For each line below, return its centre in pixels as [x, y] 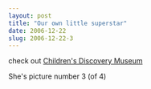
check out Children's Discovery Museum [75, 61]
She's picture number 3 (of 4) [57, 76]
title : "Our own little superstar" [68, 23]
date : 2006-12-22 [37, 30]
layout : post [30, 16]
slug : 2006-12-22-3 [41, 38]
